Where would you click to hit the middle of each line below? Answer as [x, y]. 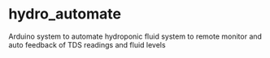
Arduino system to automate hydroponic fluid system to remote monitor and [135, 36]
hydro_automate [65, 14]
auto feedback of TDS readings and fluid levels [87, 44]
